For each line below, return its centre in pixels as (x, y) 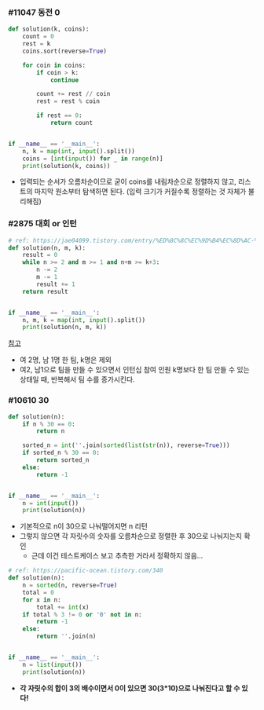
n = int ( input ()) (51, 503)
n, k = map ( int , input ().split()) (79, 151)
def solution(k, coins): (49, 29)
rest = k (37, 44)
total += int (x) (63, 607)
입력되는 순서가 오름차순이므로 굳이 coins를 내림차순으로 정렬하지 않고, (128, 181)
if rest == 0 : (59, 115)
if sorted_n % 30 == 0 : (61, 453)
